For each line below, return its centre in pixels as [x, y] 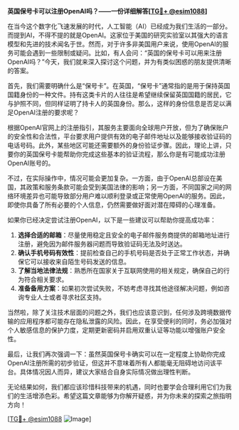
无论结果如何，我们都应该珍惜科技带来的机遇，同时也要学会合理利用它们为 [116, 387]
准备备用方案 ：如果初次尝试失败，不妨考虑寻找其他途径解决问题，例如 [121, 288]
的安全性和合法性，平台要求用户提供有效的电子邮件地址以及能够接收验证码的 [119, 136]
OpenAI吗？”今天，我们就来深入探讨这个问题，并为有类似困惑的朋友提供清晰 [119, 62]
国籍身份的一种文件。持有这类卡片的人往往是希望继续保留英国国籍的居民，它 [119, 95]
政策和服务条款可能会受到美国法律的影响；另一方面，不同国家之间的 [126, 187]
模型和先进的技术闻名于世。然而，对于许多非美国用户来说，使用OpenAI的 [115, 44]
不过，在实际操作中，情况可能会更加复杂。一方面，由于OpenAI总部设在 [112, 178]
